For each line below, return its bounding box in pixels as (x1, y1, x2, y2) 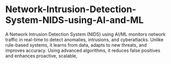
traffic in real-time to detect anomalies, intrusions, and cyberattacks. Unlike (5, 37, 164, 43)
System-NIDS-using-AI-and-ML (5, 14, 144, 26)
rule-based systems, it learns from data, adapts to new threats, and (5, 42, 147, 48)
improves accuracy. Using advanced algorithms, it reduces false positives (5, 47, 161, 53)
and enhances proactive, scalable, (5, 52, 78, 59)
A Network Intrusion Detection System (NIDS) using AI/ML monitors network (5, 31, 166, 37)
